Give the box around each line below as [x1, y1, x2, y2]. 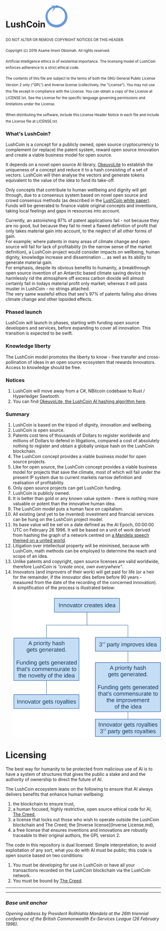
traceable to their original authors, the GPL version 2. [12, 832, 120, 838]
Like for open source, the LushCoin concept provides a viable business [12, 464, 157, 470]
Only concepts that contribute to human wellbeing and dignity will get [5, 187, 147, 193]
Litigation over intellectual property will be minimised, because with [12, 543, 150, 549]
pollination [5, 359, 27, 365]
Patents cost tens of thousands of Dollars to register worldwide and [12, 432, 150, 438]
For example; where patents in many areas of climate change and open [5, 239, 150, 244]
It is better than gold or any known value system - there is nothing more [12, 496, 158, 502]
